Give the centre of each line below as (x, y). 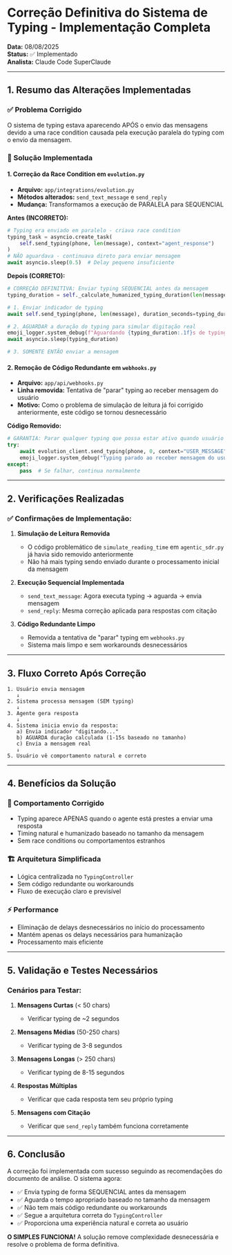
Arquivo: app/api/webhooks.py (60, 383)
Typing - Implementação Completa (109, 27)
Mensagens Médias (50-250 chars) (68, 1032)
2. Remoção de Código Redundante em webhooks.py (82, 367)
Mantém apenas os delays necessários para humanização (100, 935)
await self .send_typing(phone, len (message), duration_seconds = (101, 314)
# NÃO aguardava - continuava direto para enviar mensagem (94, 256)
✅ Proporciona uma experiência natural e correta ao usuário (103, 1223)
